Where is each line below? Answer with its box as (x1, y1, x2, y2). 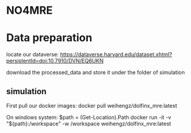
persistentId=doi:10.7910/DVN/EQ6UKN (6, 58, 104, 65)
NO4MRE (6, 4, 53, 17)
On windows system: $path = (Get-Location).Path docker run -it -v (6, 113, 171, 120)
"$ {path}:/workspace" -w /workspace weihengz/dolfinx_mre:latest (6, 120, 171, 127)
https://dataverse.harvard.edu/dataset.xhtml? (59, 51, 172, 58)
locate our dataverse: (6, 51, 59, 58)
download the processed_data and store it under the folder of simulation (6, 69, 185, 76)
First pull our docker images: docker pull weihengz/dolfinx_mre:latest (6, 102, 177, 109)
